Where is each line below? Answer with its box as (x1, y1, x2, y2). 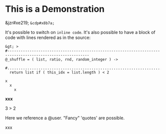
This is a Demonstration (5, 3, 105, 15)
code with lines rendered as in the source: (5, 34, 91, 40)
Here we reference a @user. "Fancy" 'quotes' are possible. (5, 115, 125, 121)
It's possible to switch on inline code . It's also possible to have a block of (5, 29, 156, 35)
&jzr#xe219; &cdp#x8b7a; (5, 20, 55, 26)
